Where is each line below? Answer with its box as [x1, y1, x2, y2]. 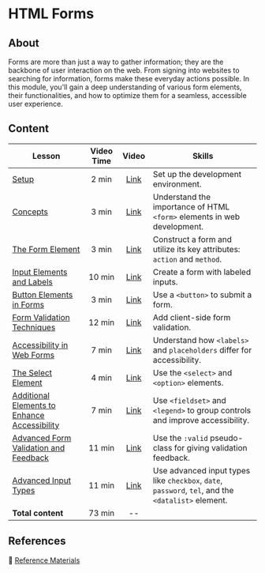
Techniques [12, 322, 56, 333]
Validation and [12, 442, 65, 453]
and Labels [12, 276, 54, 287]
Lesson [32, 150, 61, 161]
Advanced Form [12, 432, 72, 443]
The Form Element [12, 243, 80, 254]
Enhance [12, 409, 45, 420]
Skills [192, 150, 214, 161]
